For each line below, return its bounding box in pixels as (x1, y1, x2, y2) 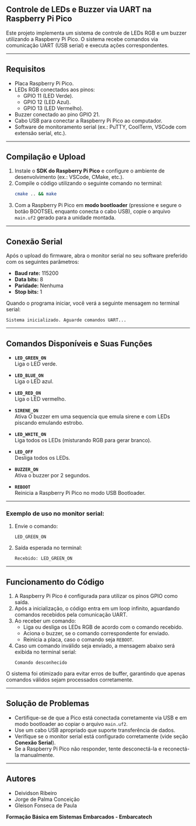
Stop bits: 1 (14, 288, 43, 295)
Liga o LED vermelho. (14, 395, 66, 402)
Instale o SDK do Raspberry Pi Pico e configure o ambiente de (14, 167, 165, 174)
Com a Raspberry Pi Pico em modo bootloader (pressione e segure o (14, 202, 182, 209)
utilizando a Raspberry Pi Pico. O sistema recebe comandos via (6, 35, 159, 43)
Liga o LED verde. (14, 360, 57, 367)
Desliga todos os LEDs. (14, 454, 71, 461)
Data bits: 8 (14, 276, 44, 283)
